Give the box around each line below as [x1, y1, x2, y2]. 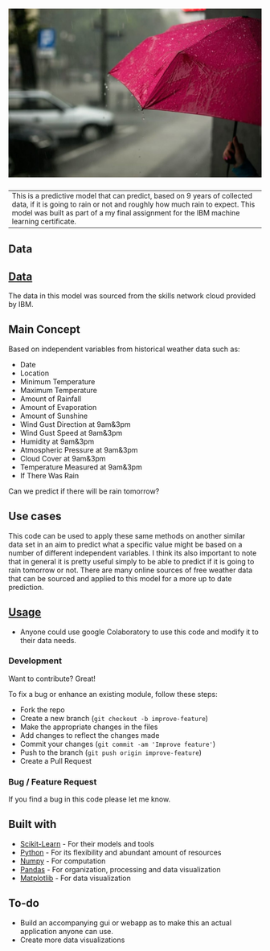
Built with [8, 818, 57, 831]
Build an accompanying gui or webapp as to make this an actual [19, 917, 231, 928]
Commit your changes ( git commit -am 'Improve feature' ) [19, 739, 216, 748]
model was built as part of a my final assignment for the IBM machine [11, 208, 240, 218]
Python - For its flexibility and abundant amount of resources [19, 847, 222, 857]
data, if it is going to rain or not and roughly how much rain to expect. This [11, 199, 256, 209]
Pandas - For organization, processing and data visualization [19, 864, 221, 874]
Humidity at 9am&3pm [19, 437, 95, 446]
